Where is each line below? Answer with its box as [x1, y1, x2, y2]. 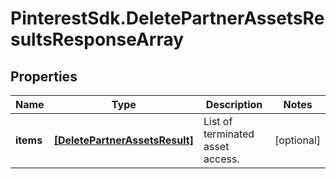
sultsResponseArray [10, 28, 185, 51]
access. [203, 152, 240, 166]
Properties [10, 68, 78, 85]
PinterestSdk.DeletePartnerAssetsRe [10, 7, 325, 30]
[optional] [274, 133, 321, 147]
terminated [203, 127, 255, 141]
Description [205, 98, 263, 111]
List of [203, 115, 233, 128]
